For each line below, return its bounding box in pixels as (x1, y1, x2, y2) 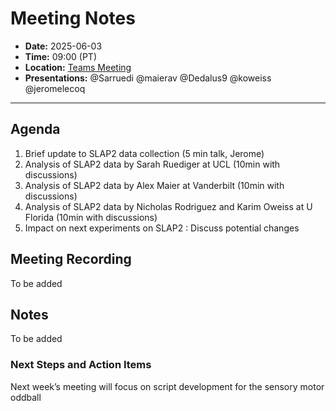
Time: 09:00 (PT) (24, 50, 98, 62)
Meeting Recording (10, 251, 132, 268)
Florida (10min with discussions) (24, 211, 158, 223)
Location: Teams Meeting (24, 61, 132, 73)
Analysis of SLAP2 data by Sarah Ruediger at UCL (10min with (24, 158, 281, 170)
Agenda (10, 121, 61, 138)
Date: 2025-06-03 (24, 40, 103, 52)
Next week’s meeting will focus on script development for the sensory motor (10, 380, 325, 392)
